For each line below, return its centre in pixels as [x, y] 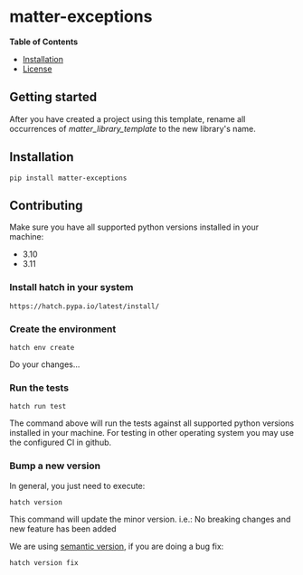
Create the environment [63, 329]
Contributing [46, 205]
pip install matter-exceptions [68, 178]
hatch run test [38, 407]
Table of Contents [44, 42]
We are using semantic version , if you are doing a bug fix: [117, 546]
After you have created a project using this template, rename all [128, 118]
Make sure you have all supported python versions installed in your [134, 227]
